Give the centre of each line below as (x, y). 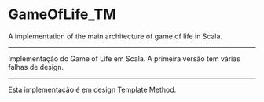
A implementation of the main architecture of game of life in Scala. (115, 36)
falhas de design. (36, 67)
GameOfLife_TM (62, 15)
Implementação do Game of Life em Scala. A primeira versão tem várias (125, 58)
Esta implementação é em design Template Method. (92, 89)
